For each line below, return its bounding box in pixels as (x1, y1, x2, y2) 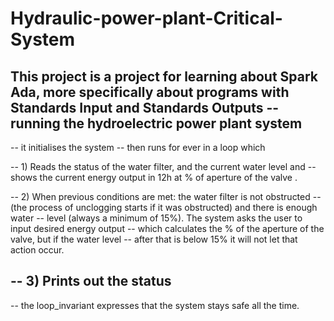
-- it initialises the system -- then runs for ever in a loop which (10, 142, 266, 153)
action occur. (10, 244, 65, 256)
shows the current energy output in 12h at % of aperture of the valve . (10, 172, 298, 183)
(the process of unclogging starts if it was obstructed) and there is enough (10, 202, 318, 213)
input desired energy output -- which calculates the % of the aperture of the (10, 223, 325, 234)
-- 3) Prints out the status (10, 273, 172, 290)
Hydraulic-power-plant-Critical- (10, 7, 283, 30)
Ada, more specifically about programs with (10, 83, 290, 101)
